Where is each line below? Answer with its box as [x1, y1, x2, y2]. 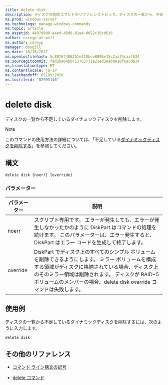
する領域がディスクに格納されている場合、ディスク [34, 263, 153, 270]
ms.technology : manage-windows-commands [5, 21, 91, 27]
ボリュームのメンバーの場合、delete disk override [34, 278, 151, 285]
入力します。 [13, 325, 40, 331]
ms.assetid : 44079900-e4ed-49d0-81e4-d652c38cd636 [5, 31, 113, 36]
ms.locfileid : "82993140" [5, 77, 59, 82]
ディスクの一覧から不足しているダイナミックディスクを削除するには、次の [5, 319, 158, 325]
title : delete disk [5, 7, 46, 13]
